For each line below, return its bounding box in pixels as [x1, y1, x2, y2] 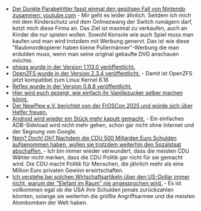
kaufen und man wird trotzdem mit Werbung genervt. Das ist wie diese [12, 38, 190, 44]
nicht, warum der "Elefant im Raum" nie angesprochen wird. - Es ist [12, 179, 182, 187]
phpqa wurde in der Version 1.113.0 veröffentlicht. [12, 63, 136, 71]
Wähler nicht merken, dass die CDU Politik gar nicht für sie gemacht [12, 154, 183, 161]
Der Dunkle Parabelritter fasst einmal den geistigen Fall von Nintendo [12, 5, 186, 12]
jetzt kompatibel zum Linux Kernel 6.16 [12, 76, 109, 83]
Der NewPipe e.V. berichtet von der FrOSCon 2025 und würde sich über [12, 102, 193, 109]
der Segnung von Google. [12, 128, 77, 135]
